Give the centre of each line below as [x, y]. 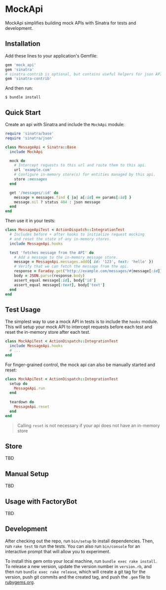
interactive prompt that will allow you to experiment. [58, 551]
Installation [23, 44]
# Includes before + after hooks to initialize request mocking [77, 234]
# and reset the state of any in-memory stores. [61, 239]
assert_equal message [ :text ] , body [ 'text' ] [60, 285]
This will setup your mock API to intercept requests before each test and [79, 327]
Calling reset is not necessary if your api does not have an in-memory [88, 425]
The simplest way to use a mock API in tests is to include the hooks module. [82, 322]
